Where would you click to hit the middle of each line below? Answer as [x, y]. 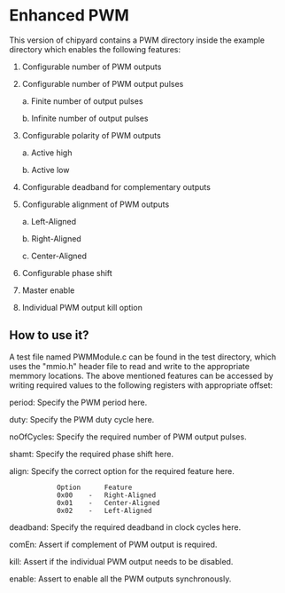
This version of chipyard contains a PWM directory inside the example [137, 40]
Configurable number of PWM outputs [92, 67]
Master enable [48, 290]
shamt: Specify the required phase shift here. [92, 454]
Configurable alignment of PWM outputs [96, 204]
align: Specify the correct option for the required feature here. [122, 470]
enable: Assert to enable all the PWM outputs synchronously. [120, 579]
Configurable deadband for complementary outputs [116, 186]
